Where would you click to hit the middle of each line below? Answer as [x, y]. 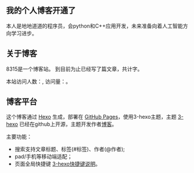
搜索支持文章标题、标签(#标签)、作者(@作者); [70, 149]
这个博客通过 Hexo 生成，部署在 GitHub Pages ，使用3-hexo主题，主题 [91, 117]
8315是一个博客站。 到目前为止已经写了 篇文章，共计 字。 [74, 69]
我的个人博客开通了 [41, 11]
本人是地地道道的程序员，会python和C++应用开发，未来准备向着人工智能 [95, 26]
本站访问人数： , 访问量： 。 [39, 81]
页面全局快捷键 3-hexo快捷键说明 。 [58, 164]
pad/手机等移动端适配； [43, 157]
